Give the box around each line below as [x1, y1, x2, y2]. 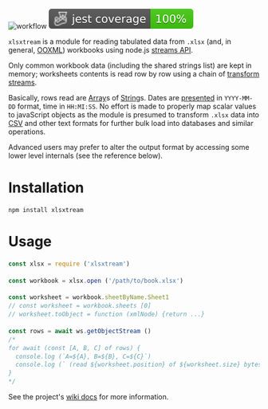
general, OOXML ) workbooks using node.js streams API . [8, 45, 194, 54]
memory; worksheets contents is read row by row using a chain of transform [8, 69, 260, 78]
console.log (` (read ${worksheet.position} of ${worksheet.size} [15, 360, 241, 369]
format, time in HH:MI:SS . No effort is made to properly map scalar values [17, 101, 257, 111]
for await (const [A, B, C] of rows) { [8, 344, 141, 352]
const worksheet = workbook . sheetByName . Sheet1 [8, 293, 170, 301]
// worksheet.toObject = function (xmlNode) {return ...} [8, 310, 205, 319]
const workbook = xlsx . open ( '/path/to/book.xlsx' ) [8, 277, 183, 285]
